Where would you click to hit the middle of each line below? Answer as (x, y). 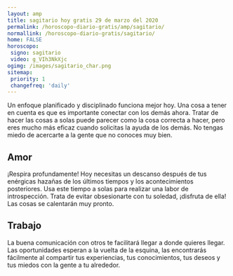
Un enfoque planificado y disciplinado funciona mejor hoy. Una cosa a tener (117, 105)
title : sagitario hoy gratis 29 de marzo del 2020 (83, 20)
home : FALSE (25, 40)
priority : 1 (28, 79)
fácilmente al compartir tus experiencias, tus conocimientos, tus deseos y (114, 257)
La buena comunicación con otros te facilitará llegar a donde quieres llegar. (116, 242)
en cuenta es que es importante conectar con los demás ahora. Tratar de (113, 113)
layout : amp (25, 14)
